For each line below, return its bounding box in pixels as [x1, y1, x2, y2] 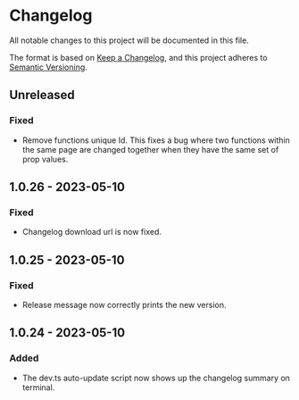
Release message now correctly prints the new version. [21, 300, 227, 310]
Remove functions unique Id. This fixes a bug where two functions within [21, 135, 290, 146]
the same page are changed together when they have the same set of [21, 144, 279, 154]
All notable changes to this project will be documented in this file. [9, 35, 250, 46]
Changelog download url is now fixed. [21, 227, 162, 237]
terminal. [21, 381, 55, 393]
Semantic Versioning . [9, 62, 87, 72]
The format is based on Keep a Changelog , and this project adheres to [9, 52, 268, 62]
